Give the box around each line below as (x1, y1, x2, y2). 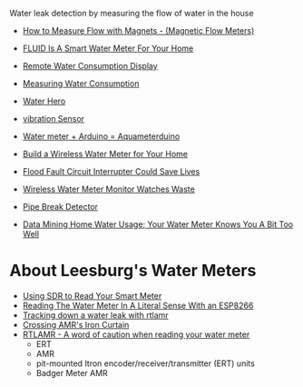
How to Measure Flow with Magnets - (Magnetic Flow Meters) (22, 25, 255, 35)
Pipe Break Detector (22, 202, 98, 212)
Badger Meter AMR (35, 367, 109, 378)
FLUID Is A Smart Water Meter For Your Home (22, 43, 194, 54)
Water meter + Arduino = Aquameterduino (22, 131, 181, 142)
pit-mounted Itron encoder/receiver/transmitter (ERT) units (35, 358, 256, 369)
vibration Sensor (22, 114, 84, 124)
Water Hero (22, 95, 66, 106)
